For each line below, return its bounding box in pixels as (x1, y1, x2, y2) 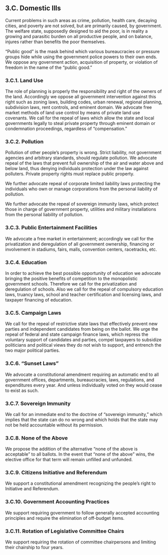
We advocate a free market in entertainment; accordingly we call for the (5, 235, 154, 241)
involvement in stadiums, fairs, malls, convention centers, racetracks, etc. (5, 246, 157, 252)
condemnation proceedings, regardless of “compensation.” (5, 125, 127, 132)
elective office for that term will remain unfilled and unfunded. (5, 457, 133, 463)
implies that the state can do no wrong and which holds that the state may (5, 417, 158, 423)
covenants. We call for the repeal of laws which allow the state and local (5, 115, 154, 121)
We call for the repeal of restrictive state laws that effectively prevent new (5, 321, 158, 327)
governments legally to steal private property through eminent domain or (5, 120, 155, 126)
